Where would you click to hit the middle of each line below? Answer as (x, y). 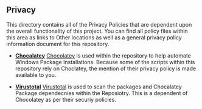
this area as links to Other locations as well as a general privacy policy (94, 37)
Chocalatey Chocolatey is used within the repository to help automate (103, 55)
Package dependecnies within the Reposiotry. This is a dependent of (101, 93)
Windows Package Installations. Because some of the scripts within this (105, 62)
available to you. (36, 74)
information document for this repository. (58, 44)
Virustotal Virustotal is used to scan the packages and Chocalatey (99, 87)
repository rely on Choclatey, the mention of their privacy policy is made (106, 68)
